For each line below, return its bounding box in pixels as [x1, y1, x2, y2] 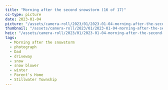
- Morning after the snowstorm [9, 40, 75, 45]
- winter [9, 68, 28, 73]
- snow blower [9, 63, 39, 68]
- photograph [9, 44, 37, 49]
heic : [5, 30, 16, 35]
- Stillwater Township [9, 77, 57, 82]
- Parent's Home [9, 72, 43, 77]
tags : [5, 35, 16, 40]
